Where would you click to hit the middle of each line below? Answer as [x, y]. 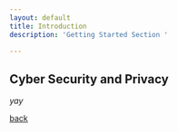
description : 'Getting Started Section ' [89, 34]
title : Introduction [49, 26]
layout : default [40, 18]
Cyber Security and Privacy [89, 79]
